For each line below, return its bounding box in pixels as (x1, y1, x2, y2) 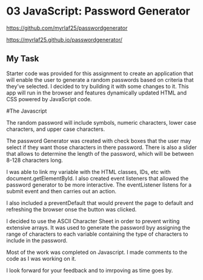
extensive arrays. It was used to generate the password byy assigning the (6, 224, 191, 231)
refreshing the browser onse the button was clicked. (6, 205, 137, 213)
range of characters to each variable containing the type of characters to (6, 230, 188, 238)
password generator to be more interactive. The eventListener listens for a (6, 181, 192, 188)
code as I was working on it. (6, 255, 77, 262)
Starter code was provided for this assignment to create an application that (6, 70, 194, 77)
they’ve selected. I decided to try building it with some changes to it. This (6, 82, 189, 90)
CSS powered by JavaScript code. (6, 95, 92, 102)
